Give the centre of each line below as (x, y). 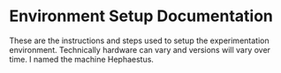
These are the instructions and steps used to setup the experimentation (139, 40)
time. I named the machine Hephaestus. (82, 59)
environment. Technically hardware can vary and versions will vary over (140, 49)
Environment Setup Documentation (141, 16)
